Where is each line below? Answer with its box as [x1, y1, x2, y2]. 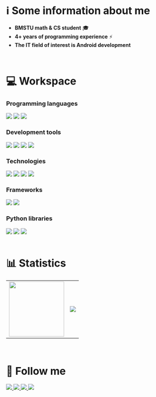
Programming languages [6, 100, 78, 108]
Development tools [6, 128, 62, 136]
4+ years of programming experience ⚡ [14, 33, 113, 40]
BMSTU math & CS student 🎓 [14, 24, 89, 31]
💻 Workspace [6, 75, 77, 88]
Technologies [6, 157, 46, 165]
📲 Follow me [6, 364, 66, 378]
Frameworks [6, 186, 43, 194]
